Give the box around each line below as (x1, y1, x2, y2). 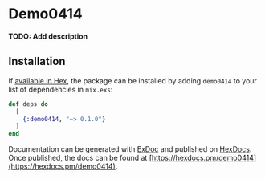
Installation (8, 55, 66, 68)
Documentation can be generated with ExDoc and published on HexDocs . (8, 144, 252, 154)
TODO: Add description (8, 31, 88, 41)
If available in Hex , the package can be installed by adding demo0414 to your (8, 75, 257, 85)
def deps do (8, 100, 48, 108)
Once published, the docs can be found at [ (8, 153, 153, 163)
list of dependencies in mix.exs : (8, 84, 113, 94)
